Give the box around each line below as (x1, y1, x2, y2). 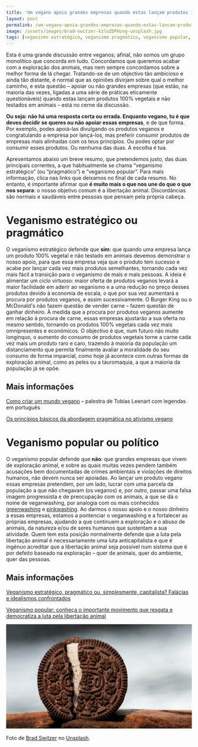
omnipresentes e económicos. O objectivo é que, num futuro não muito (6, 327, 179, 334)
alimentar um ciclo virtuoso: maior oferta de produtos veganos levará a (6, 277, 179, 284)
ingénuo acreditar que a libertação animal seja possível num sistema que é (6, 543, 187, 550)
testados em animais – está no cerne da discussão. (6, 101, 131, 108)
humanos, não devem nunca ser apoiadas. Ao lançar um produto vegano (6, 474, 183, 481)
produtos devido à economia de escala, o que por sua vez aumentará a (6, 289, 179, 297)
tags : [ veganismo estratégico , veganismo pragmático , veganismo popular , (6, 34, 192, 41)
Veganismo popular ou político (6, 436, 159, 449)
